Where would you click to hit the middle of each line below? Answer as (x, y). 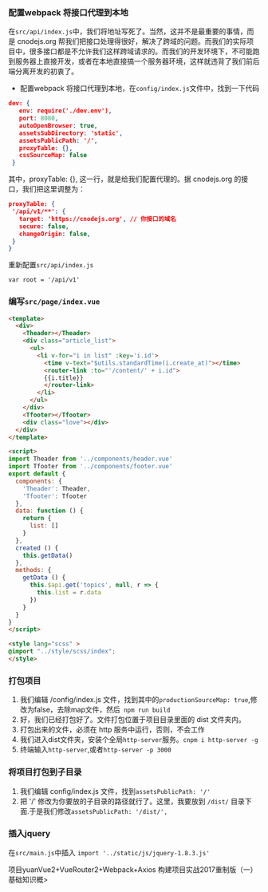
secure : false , (44, 226)
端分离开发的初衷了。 (43, 71)
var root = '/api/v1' (44, 280)
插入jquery (30, 834)
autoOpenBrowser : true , (58, 125)
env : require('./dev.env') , (65, 111)
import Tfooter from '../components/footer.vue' (91, 467)
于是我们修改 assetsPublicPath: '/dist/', (99, 811)
